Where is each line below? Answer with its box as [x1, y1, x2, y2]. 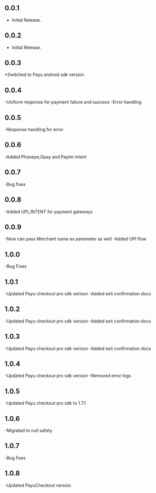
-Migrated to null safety [4, 427, 53, 433]
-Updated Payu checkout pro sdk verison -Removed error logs [4, 373, 131, 379]
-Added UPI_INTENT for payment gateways [4, 209, 93, 214]
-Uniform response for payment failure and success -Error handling [4, 99, 142, 105]
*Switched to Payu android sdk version [4, 71, 84, 78]
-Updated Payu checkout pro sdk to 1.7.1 [4, 400, 86, 406]
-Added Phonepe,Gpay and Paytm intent [4, 154, 87, 160]
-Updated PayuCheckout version [4, 482, 71, 488]
